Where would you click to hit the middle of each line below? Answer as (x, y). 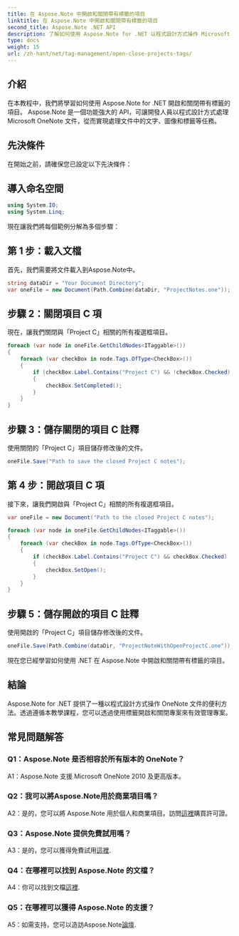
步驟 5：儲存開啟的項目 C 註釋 (73, 614)
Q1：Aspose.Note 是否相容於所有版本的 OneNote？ (96, 759)
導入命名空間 (36, 189)
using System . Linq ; (36, 212)
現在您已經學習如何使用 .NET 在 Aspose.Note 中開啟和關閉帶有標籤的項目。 (118, 660)
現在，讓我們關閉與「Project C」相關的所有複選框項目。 (90, 332)
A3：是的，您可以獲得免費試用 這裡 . (59, 850)
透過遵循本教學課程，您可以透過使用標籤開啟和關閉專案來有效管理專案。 (126, 712)
